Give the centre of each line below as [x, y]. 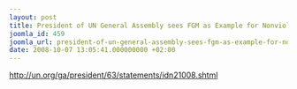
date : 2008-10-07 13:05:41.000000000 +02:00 [92, 50]
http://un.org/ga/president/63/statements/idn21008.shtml [114, 75]
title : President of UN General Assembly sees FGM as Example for [134, 26]
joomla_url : [31, 42]
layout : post [33, 17]
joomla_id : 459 [37, 33]
